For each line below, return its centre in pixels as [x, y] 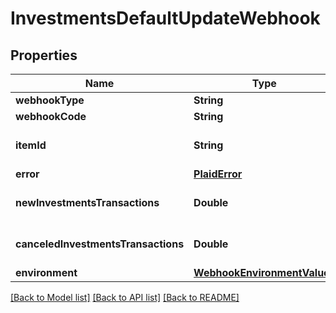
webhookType [50, 100]
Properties [44, 55]
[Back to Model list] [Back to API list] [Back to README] [125, 297]
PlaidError [218, 174]
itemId [31, 145]
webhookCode [51, 116]
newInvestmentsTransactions [87, 202]
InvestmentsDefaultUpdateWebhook [165, 18]
